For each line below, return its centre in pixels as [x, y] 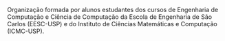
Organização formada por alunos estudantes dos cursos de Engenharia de [113, 10]
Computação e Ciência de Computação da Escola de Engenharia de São [109, 17]
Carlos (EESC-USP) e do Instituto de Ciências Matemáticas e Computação [112, 24]
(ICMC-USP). [26, 31]
